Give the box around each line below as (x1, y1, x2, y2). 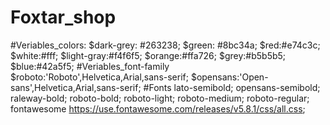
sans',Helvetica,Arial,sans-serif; (10, 81, 142, 93)
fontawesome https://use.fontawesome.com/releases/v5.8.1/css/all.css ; (10, 102, 306, 115)
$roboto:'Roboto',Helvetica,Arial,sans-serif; (10, 71, 189, 83)
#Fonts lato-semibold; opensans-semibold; (143, 81, 321, 93)
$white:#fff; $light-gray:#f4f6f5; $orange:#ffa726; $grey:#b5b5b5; (10, 49, 287, 61)
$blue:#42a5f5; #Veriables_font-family (10, 60, 170, 72)
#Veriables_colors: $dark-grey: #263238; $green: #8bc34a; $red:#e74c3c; (10, 39, 321, 51)
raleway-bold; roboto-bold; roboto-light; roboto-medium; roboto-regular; (10, 92, 310, 104)
